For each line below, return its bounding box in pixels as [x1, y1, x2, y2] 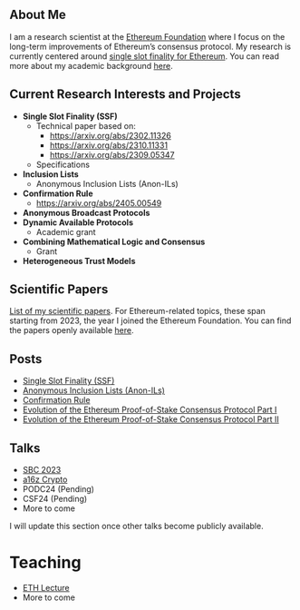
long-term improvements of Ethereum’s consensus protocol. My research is [9, 41, 292, 52]
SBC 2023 [22, 465, 62, 476]
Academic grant [35, 226, 97, 237]
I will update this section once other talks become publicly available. [9, 521, 265, 532]
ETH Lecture [22, 583, 70, 593]
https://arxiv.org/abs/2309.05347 [49, 149, 175, 160]
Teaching [9, 553, 82, 573]
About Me [9, 7, 66, 23]
